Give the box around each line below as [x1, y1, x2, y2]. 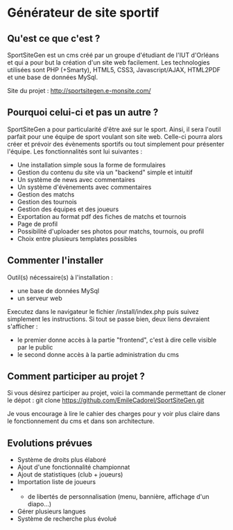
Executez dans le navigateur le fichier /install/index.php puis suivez [7, 307, 200, 315]
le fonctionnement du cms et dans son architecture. [7, 417, 155, 425]
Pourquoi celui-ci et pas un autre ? [7, 106, 159, 119]
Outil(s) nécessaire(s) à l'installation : [7, 273, 113, 281]
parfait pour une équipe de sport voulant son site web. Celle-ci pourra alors [7, 132, 223, 140]
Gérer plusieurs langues [17, 507, 86, 515]
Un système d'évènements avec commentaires [17, 183, 152, 191]
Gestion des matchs [17, 190, 75, 199]
